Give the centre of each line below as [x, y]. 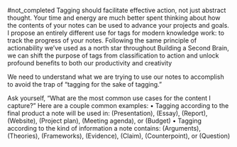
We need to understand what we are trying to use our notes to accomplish [116, 77]
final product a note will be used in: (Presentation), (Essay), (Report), [108, 113]
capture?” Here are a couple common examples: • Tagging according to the [118, 105]
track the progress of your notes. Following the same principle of [102, 40]
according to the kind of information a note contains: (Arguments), [104, 128]
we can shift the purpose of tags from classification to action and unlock [113, 55]
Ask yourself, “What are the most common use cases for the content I [109, 98]
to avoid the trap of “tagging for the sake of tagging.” [84, 84]
